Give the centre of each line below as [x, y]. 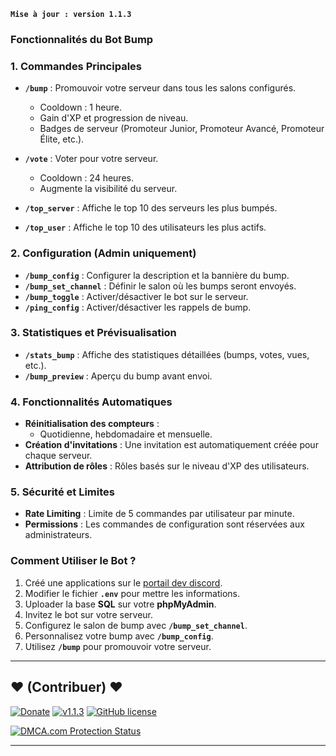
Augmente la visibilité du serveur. [108, 189]
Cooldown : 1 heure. [80, 107]
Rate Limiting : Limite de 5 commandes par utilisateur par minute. [159, 514]
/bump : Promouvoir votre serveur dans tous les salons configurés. [160, 88]
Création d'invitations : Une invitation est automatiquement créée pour [171, 445]
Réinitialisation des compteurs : [92, 424]
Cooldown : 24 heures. [86, 178]
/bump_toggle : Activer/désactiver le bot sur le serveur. [136, 296]
